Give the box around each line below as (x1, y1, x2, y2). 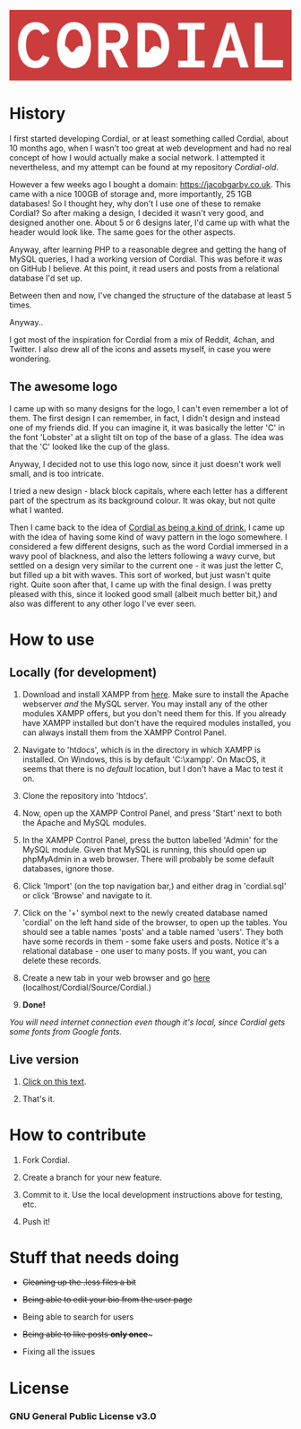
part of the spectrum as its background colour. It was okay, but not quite (9, 495, 276, 506)
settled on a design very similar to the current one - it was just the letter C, (9, 559, 284, 570)
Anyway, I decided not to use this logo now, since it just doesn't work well (9, 458, 281, 469)
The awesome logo (9, 379, 118, 394)
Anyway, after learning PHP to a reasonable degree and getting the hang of (9, 244, 287, 255)
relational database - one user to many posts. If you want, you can (21, 945, 267, 956)
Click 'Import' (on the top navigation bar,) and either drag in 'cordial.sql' (21, 880, 287, 891)
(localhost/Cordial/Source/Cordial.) (21, 982, 152, 992)
